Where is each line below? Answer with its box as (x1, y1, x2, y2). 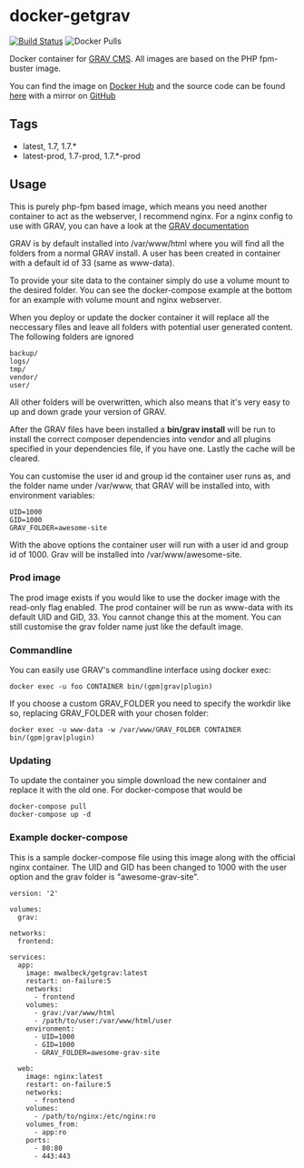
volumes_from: (25, 1120, 79, 1129)
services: (9, 952, 47, 962)
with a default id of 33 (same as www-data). (9, 257, 175, 268)
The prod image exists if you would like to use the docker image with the (9, 592, 280, 603)
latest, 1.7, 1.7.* (22, 140, 77, 151)
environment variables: (9, 489, 95, 500)
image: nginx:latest (25, 1072, 103, 1081)
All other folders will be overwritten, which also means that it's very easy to (9, 397, 290, 408)
